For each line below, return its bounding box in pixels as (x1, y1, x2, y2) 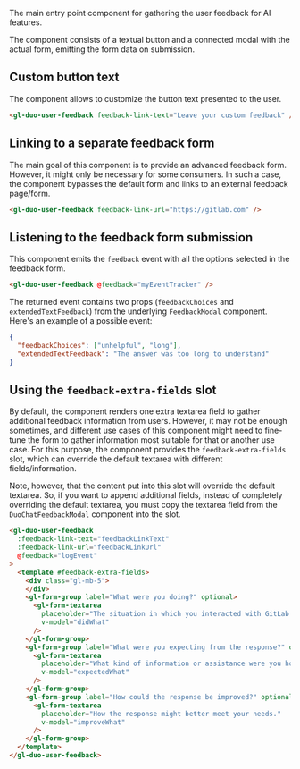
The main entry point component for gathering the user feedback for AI (9, 8, 271, 18)
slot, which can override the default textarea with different (9, 453, 223, 464)
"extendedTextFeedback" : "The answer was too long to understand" (17, 349, 270, 359)
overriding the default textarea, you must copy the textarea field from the (9, 500, 279, 511)
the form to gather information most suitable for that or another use (28, 435, 275, 445)
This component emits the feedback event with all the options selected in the (9, 254, 290, 265)
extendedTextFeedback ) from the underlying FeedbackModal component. (9, 306, 268, 317)
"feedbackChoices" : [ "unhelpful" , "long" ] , (17, 341, 181, 350)
